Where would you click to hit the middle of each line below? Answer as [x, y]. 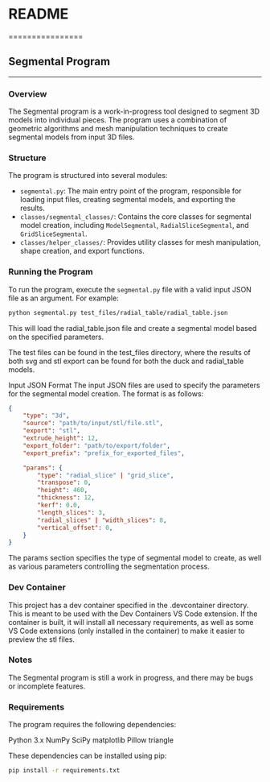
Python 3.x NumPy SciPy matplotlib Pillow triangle [91, 740]
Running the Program [51, 272]
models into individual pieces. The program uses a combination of [118, 120]
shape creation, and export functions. [82, 251]
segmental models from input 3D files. [72, 137]
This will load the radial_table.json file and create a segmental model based [133, 328]
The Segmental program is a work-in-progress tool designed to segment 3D [134, 112]
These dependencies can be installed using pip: [88, 756]
